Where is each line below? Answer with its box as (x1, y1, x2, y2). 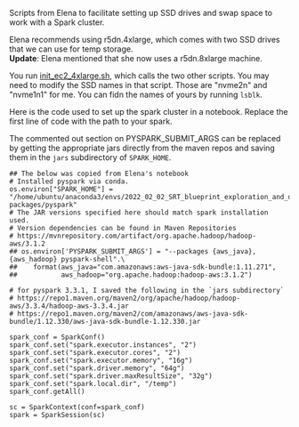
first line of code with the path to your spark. (9, 116, 173, 126)
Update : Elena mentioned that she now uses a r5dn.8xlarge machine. (9, 53, 263, 63)
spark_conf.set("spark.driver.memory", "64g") (9, 364, 185, 373)
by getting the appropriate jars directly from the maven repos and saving (9, 142, 276, 153)
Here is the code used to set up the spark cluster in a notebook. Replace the (9, 107, 288, 117)
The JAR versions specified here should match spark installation (17, 208, 269, 217)
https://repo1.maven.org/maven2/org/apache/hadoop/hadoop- (17, 294, 241, 302)
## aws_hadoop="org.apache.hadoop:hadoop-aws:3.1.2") (9, 270, 253, 279)
